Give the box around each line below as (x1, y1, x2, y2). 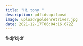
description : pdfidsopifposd (5, 12, 67, 17)
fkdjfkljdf (5, 35, 24, 41)
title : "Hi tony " (5, 7, 44, 13)
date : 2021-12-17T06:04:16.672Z (5, 21, 73, 27)
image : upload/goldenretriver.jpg (5, 17, 78, 22)
